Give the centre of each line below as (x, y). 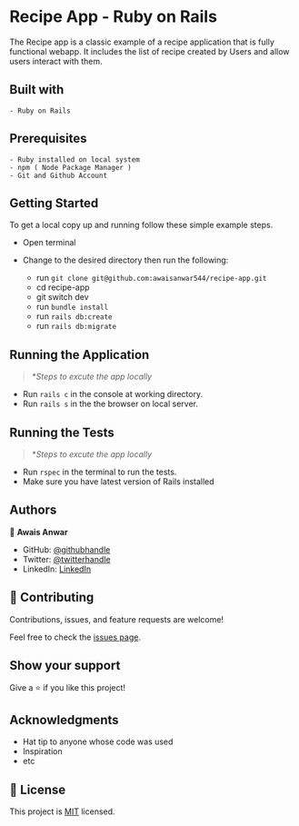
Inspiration (42, 751)
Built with (37, 90)
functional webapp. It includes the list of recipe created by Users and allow (149, 51)
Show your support (65, 666)
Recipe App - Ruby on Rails (114, 17)
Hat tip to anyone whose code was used (98, 741)
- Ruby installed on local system (75, 159)
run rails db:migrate (76, 326)
